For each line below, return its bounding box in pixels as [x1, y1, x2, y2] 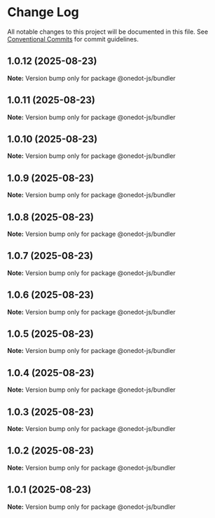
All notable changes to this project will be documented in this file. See [7, 27, 209, 36]
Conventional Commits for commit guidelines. [7, 34, 139, 43]
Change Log [7, 4, 79, 20]
